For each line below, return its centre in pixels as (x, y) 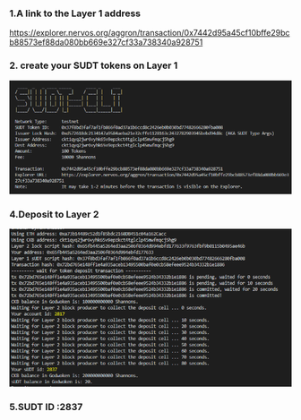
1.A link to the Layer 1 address (75, 13)
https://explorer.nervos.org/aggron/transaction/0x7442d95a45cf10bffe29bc (150, 33)
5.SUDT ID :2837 (46, 407)
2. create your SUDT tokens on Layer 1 (94, 65)
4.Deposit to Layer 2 (54, 214)
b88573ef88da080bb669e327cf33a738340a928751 (106, 42)
